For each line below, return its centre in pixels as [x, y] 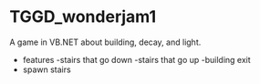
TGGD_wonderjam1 [83, 17]
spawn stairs [47, 69]
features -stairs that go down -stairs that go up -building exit [136, 59]
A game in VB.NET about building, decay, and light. [105, 42]
